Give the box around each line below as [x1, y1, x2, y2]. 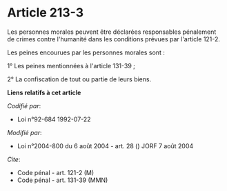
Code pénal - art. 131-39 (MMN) [17, 176, 108, 184]
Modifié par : [7, 128, 43, 137]
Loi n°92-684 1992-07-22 [17, 115, 91, 123]
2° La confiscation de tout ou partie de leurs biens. [7, 74, 152, 83]
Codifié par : [7, 101, 41, 110]
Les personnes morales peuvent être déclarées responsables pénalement [7, 28, 217, 36]
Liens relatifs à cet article [7, 88, 81, 97]
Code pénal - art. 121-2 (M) [17, 168, 95, 177]
